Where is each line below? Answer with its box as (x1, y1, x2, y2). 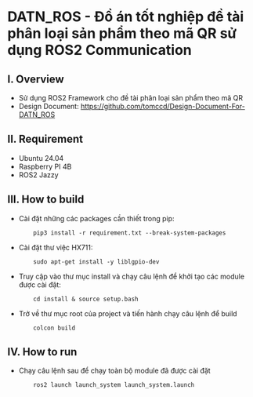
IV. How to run (7, 345, 78, 359)
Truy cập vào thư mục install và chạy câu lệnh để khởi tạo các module (18, 271, 244, 281)
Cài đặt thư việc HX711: (18, 242, 93, 252)
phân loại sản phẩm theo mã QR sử (7, 24, 237, 42)
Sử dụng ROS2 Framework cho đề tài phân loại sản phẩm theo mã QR (18, 93, 244, 102)
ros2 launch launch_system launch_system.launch (33, 381, 195, 389)
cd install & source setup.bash (33, 295, 139, 303)
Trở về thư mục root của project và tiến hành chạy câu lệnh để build (18, 308, 237, 318)
